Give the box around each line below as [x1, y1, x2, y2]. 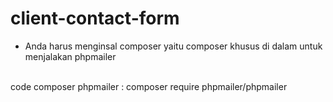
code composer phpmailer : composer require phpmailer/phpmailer [10, 80, 288, 92]
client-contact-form [10, 7, 180, 30]
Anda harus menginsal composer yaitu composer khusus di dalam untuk [24, 40, 323, 52]
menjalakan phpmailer [24, 50, 117, 62]
